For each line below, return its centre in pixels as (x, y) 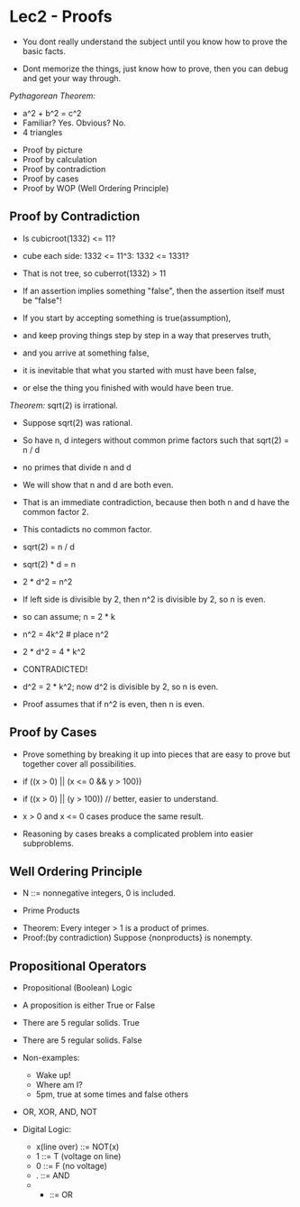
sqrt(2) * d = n (49, 564)
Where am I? (59, 1085)
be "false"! (42, 300)
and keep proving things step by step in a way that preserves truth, (147, 335)
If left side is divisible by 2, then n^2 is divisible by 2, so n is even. (144, 599)
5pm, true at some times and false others (112, 1094)
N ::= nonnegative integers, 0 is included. (99, 893)
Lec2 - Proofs (61, 17)
